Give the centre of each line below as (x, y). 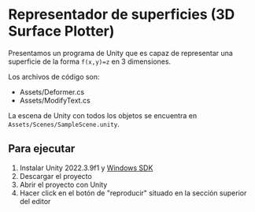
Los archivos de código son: (54, 76)
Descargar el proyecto (55, 176)
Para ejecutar (42, 149)
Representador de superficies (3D (122, 15)
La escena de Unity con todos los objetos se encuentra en (103, 115)
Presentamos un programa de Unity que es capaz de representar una (121, 53)
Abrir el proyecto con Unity (63, 184)
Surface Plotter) (61, 31)
